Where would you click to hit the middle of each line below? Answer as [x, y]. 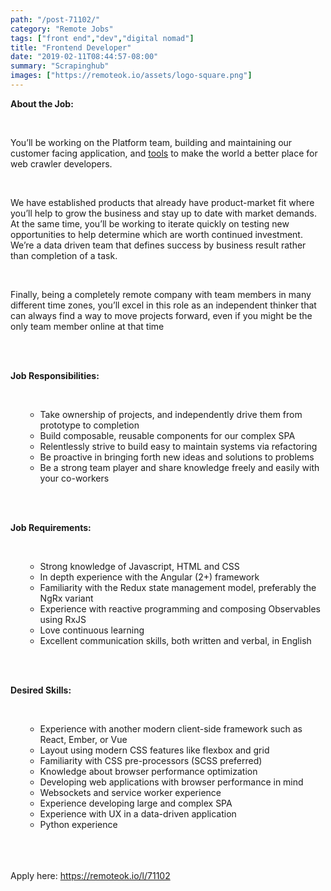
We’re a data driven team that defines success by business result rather [158, 245]
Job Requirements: [51, 527]
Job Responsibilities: [55, 375]
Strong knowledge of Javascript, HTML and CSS [139, 566]
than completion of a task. [64, 255]
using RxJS [63, 619]
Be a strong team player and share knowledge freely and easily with [179, 467]
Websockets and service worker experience [130, 792]
